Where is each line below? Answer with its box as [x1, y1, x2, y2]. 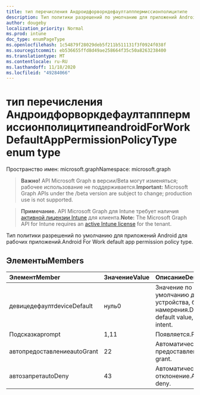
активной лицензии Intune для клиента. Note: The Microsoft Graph [20, 214, 187, 221]
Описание [155, 273, 186, 281]
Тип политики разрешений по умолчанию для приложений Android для [6, 232, 187, 239]
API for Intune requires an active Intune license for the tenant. [20, 220, 172, 228]
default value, [155, 313, 193, 321]
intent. [155, 321, 173, 328]
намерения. [155, 306, 190, 313]
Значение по [155, 284, 192, 291]
